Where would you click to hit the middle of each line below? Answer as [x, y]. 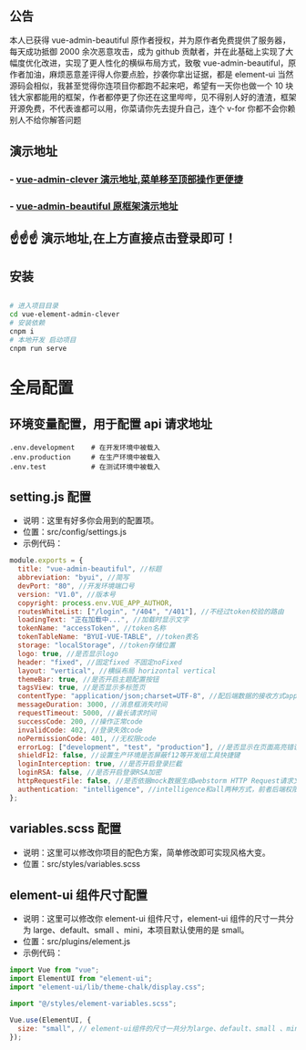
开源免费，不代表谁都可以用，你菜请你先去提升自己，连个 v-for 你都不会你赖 [153, 108]
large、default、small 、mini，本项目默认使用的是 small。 [141, 930]
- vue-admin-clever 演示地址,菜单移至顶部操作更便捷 [127, 180]
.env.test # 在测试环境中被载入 [85, 467]
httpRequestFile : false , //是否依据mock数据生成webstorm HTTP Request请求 [156, 781]
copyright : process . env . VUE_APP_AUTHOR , [95, 603]
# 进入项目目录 [34, 306]
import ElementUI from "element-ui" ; [81, 979]
